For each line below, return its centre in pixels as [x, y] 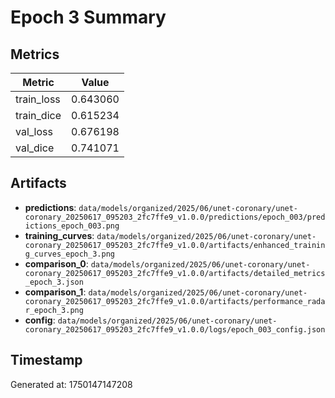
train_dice [38, 115]
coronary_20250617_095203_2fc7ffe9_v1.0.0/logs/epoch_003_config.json [175, 329]
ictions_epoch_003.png [72, 226]
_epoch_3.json [54, 282]
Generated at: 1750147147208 [71, 384]
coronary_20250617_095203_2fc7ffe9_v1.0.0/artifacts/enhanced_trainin [175, 245]
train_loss [38, 99]
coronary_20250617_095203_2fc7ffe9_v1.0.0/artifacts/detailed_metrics [175, 273]
